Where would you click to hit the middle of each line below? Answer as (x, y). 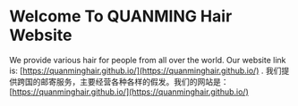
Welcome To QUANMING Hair (121, 16)
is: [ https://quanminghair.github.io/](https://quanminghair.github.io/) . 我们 (145, 70)
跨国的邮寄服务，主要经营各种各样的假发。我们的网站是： (123, 81)
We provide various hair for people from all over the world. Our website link (148, 60)
